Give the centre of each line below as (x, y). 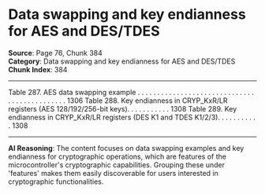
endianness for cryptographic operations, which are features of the (118, 156)
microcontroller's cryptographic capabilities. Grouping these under (116, 165)
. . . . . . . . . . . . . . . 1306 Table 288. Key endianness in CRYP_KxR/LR (118, 101)
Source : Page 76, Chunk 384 (55, 53)
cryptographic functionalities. (56, 181)
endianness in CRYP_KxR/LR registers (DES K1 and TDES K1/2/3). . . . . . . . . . (132, 117)
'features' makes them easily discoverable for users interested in (113, 173)
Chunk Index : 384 (38, 69)
